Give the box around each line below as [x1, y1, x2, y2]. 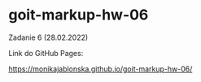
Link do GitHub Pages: [8, 48, 84, 58]
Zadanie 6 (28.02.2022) [8, 32, 89, 42]
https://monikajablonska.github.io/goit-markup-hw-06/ [8, 63, 193, 74]
